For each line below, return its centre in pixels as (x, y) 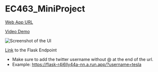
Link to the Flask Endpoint (31, 50)
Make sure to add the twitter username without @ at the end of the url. (83, 59)
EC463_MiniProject (45, 9)
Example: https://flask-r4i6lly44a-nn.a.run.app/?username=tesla (77, 64)
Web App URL (19, 22)
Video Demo (18, 31)
